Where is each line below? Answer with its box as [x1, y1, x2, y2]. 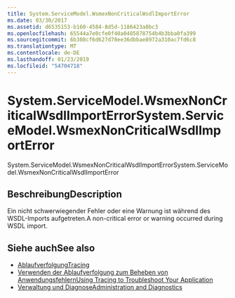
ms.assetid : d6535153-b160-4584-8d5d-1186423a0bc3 [7, 23, 159, 30]
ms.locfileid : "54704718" [7, 62, 83, 69]
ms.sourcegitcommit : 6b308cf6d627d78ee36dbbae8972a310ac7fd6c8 [7, 36, 196, 43]
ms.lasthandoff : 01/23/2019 [7, 56, 90, 63]
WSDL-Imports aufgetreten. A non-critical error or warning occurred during [7, 215, 223, 223]
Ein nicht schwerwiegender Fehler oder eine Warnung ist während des [7, 207, 210, 215]
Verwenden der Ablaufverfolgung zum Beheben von [17, 268, 168, 277]
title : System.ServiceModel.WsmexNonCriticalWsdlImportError [7, 10, 190, 18]
